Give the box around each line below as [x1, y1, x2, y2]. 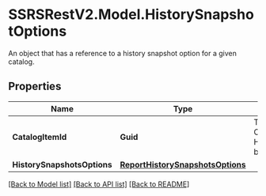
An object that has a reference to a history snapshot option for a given [8, 48, 237, 58]
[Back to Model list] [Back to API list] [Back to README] [8, 179, 190, 189]
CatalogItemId [12, 131, 67, 142]
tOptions [8, 22, 67, 40]
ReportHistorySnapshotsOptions [120, 159, 246, 170]
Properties [8, 80, 62, 93]
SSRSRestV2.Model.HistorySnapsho [8, 6, 255, 24]
